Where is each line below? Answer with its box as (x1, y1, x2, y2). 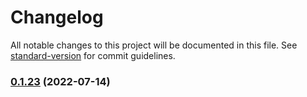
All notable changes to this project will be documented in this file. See (10, 39, 298, 51)
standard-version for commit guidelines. (10, 49, 176, 61)
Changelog (10, 6, 104, 29)
